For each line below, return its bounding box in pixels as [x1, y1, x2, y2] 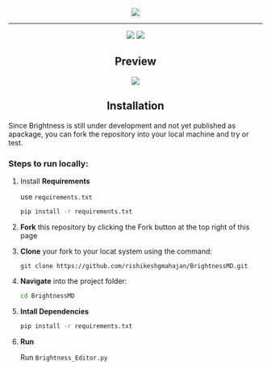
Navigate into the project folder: [19, 275, 127, 286]
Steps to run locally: [8, 158, 89, 169]
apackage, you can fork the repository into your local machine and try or [8, 129, 249, 139]
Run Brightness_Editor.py [19, 352, 108, 362]
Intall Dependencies [19, 306, 90, 316]
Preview [114, 55, 157, 69]
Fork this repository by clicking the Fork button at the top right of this [19, 222, 250, 232]
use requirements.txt [19, 191, 93, 201]
